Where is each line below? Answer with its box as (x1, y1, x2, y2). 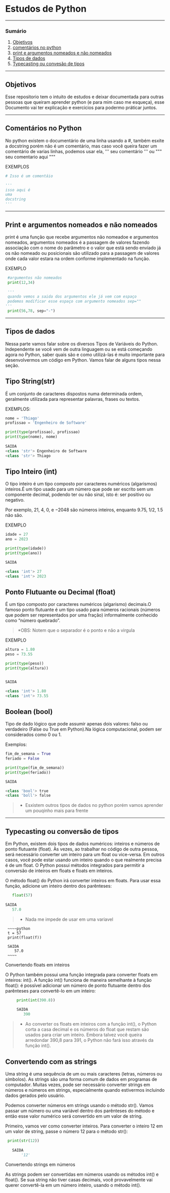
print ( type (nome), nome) (5, 434, 58, 440)
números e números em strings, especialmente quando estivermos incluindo (5, 1087, 165, 1093)
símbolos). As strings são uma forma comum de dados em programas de (5, 1076, 157, 1082)
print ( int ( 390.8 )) (16, 998, 56, 1003)
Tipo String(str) (5, 377, 55, 386)
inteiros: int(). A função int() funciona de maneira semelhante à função (5, 977, 152, 983)
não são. (5, 512, 24, 518)
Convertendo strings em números (5, 1161, 75, 1168)
